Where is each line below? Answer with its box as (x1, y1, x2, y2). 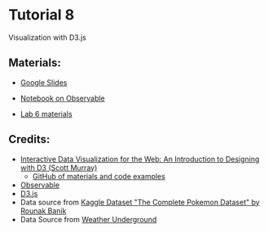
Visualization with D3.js (8, 32, 87, 42)
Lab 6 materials (20, 109, 72, 118)
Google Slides (20, 77, 68, 87)
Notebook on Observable (20, 93, 106, 103)
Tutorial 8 (8, 6, 75, 24)
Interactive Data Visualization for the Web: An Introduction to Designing (20, 154, 260, 164)
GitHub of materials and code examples (32, 171, 165, 181)
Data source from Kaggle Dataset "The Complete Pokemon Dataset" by (20, 197, 261, 207)
